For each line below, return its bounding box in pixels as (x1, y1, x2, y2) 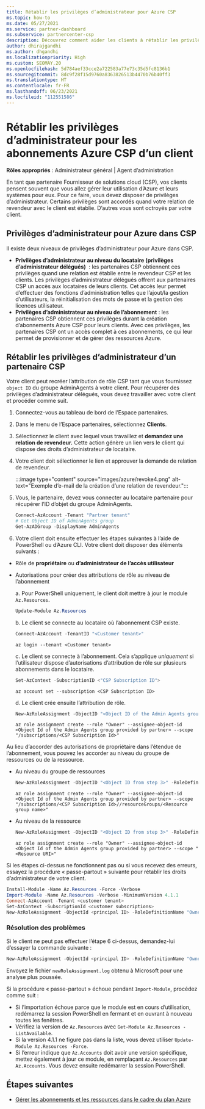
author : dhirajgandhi (6, 43, 62, 49)
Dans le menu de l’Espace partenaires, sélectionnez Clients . (15, 421, 167, 428)
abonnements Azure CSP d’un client (6, 146, 193, 160)
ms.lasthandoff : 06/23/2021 (6, 89, 78, 95)
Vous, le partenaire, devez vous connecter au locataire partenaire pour (15, 494, 193, 501)
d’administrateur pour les (6, 133, 137, 147)
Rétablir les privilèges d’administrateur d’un (6, 352, 176, 362)
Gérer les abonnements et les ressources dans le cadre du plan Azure (15, 1096, 191, 1103)
